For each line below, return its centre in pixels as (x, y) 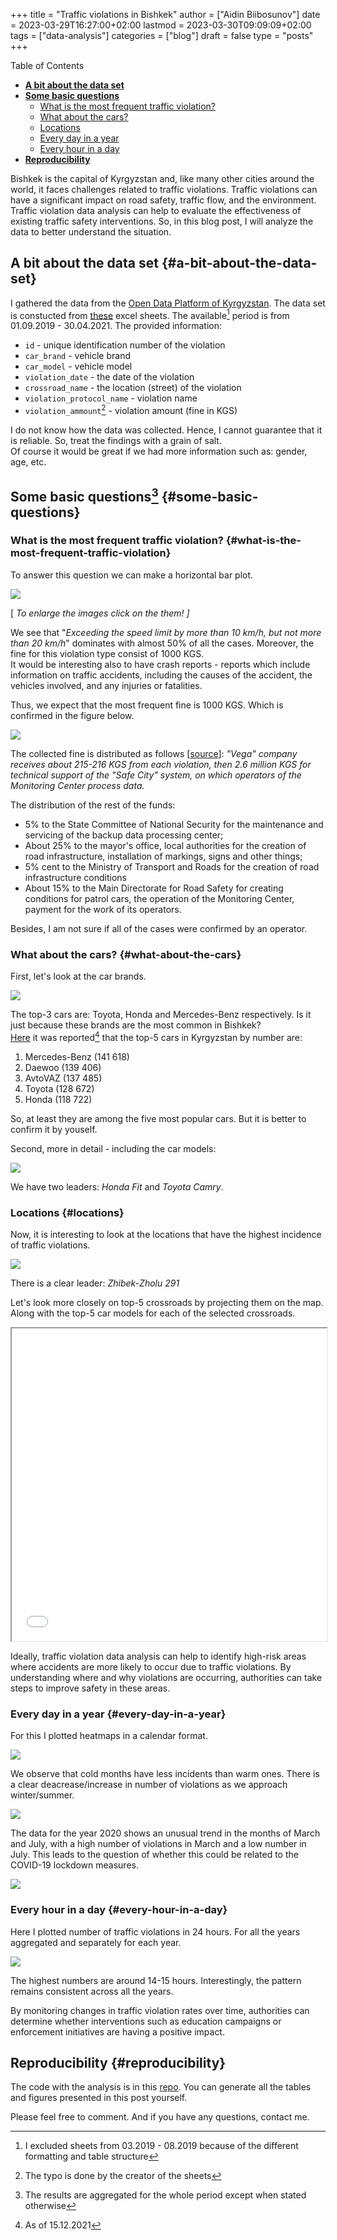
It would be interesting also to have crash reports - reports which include (160, 664)
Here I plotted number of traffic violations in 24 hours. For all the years (155, 1931)
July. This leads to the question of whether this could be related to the (154, 1855)
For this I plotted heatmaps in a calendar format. (109, 1736)
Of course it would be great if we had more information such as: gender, (159, 451)
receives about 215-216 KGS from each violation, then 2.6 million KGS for (161, 764)
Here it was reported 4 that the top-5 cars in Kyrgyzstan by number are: (156, 1036)
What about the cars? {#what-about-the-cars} (126, 954)
